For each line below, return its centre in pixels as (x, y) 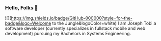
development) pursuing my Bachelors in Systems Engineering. (68, 34)
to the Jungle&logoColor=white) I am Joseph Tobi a (104, 23)
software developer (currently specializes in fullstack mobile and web (75, 28)
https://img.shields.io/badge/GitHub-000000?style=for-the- (72, 18)
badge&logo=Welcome (28, 23)
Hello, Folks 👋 (22, 8)
